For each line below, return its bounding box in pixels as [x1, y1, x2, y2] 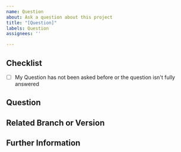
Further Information [6, 138, 81, 148]
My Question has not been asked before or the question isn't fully [14, 74, 175, 81]
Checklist [6, 58, 43, 68]
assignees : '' [6, 31, 42, 37]
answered [14, 81, 40, 87]
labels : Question [6, 25, 49, 31]
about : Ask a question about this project [6, 14, 113, 20]
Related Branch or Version [6, 118, 105, 128]
